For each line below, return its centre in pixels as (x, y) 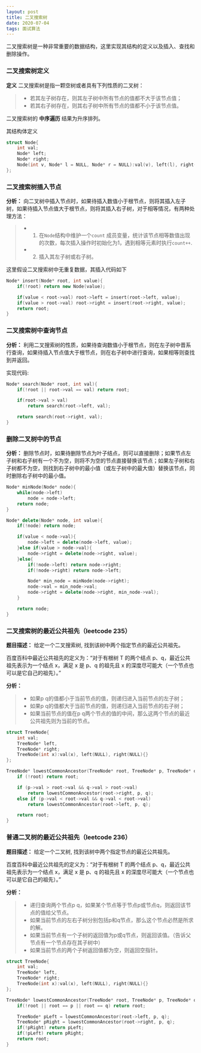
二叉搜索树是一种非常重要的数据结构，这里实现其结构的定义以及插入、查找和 (100, 46)
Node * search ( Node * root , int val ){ (52, 384)
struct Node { (22, 142)
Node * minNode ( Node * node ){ (41, 487)
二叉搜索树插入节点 (34, 187)
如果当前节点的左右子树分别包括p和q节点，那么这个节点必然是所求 (112, 920)
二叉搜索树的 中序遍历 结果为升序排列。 (55, 118)
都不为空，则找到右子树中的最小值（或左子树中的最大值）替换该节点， (103, 468)
